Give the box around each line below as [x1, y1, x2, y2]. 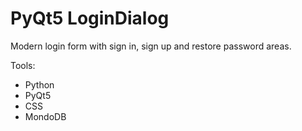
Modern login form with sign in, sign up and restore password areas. [10, 40, 292, 52]
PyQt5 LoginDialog [10, 7, 170, 30]
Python [24, 78, 55, 91]
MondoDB [24, 110, 67, 122]
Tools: [10, 59, 36, 71]
